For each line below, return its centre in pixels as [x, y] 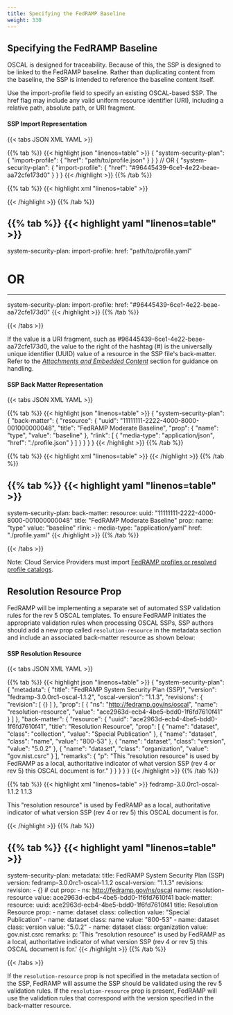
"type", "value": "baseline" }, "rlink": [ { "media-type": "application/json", [111, 435]
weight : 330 [24, 20]
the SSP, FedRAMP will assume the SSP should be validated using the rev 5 [115, 984]
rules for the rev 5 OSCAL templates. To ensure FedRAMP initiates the [107, 616]
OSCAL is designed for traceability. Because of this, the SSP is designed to [114, 65]
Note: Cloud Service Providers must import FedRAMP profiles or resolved [112, 562]
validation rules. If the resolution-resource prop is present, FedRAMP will [112, 991]
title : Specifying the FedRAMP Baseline [67, 14]
